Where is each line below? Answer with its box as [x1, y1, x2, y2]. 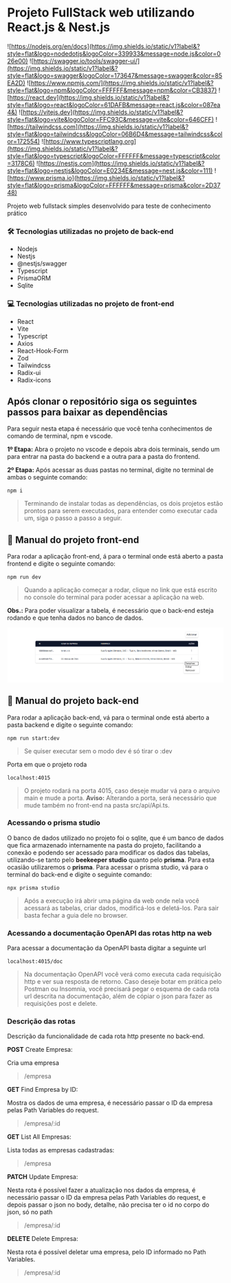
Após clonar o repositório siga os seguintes [7, 396, 197, 407]
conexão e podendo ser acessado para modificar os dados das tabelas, [7, 848, 210, 856]
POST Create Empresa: [7, 1046, 73, 1054]
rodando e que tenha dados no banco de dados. [7, 614, 144, 622]
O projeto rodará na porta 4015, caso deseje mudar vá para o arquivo [23, 786, 220, 795]
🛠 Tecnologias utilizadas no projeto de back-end [7, 226, 174, 236]
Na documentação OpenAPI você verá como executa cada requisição [23, 970, 221, 978]
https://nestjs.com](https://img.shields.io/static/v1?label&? [40, 159, 205, 167]
